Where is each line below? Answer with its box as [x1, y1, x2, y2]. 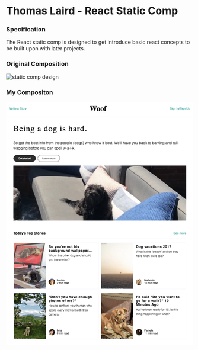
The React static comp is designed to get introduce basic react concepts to [6, 38, 190, 46]
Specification [6, 25, 46, 34]
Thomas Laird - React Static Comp [6, 4, 178, 18]
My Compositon [6, 88, 53, 96]
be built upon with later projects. [6, 45, 85, 52]
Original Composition [6, 60, 69, 68]
